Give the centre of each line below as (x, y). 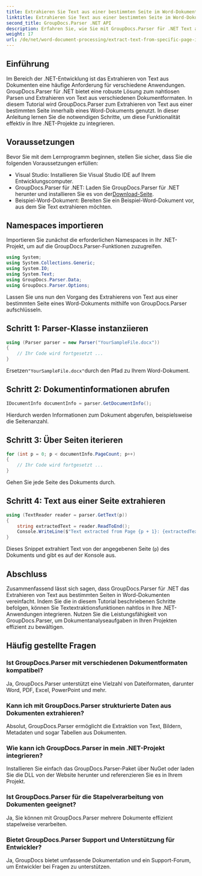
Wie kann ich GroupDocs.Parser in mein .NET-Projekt (86, 748)
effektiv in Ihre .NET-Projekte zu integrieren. (61, 123)
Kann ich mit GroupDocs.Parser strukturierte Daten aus (89, 705)
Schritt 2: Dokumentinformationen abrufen (88, 389)
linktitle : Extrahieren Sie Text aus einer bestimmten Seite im (88, 17)
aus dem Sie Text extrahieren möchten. (63, 207)
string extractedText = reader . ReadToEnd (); (74, 526)
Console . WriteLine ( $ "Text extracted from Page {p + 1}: (89, 532)
